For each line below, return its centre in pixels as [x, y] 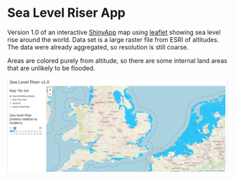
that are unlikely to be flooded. [51, 68]
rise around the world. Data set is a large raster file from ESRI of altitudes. [113, 39]
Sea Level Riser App [66, 13]
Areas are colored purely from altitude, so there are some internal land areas [117, 60]
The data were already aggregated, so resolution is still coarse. [98, 47]
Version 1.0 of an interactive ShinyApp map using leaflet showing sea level [114, 32]
